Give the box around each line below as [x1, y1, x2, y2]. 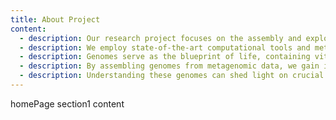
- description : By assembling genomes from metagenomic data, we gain [19, 61, 320, 71]
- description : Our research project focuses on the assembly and [19, 33, 302, 43]
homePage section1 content [10, 97, 125, 110]
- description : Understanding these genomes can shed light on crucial [19, 71, 325, 81]
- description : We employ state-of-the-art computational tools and [19, 42, 311, 53]
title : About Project [10, 14, 101, 25]
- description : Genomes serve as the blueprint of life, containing [19, 52, 311, 62]
